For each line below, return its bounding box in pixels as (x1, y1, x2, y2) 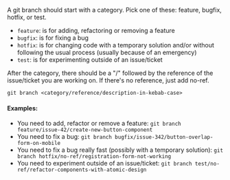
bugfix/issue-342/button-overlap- (114, 134, 214, 141)
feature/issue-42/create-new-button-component (16, 126, 153, 133)
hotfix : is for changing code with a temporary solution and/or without (16, 41, 215, 49)
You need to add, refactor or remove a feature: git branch (16, 120, 181, 128)
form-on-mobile (16, 140, 61, 147)
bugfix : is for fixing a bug (16, 34, 89, 42)
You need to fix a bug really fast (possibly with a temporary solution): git (16, 146, 224, 154)
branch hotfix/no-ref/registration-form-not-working (16, 153, 172, 160)
